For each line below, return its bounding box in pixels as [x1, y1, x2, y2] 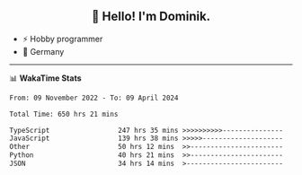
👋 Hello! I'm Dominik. [91, 9, 211, 24]
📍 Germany [22, 46, 65, 57]
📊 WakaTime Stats [9, 73, 83, 83]
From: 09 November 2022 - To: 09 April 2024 [9, 93, 179, 102]
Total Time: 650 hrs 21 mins [9, 109, 119, 118]
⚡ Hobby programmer [22, 33, 103, 44]
